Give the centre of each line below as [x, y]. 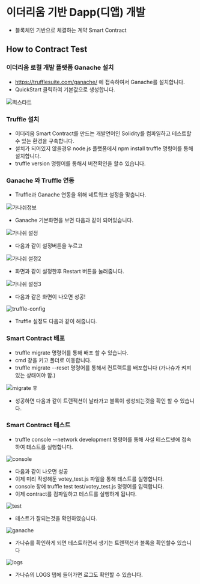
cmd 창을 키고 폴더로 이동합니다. [53, 360]
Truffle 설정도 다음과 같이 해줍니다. [56, 321]
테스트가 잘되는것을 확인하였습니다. [56, 518]
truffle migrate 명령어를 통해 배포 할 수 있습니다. [72, 353]
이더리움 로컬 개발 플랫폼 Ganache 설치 [60, 68]
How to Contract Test [47, 50]
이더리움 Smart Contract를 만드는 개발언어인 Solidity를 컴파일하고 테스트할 [103, 133]
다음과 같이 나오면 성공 [41, 471]
